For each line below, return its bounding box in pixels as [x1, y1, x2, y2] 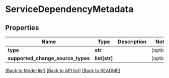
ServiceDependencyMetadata [5, 3, 134, 15]
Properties [5, 23, 39, 32]
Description [118, 38, 147, 45]
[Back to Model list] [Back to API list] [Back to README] [5, 67, 121, 73]
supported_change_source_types [8, 55, 90, 61]
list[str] [95, 55, 113, 61]
